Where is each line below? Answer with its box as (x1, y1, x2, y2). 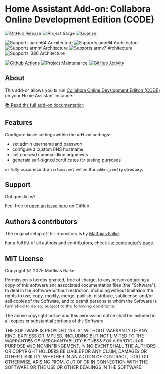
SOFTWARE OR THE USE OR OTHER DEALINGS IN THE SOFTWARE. (5, 364, 143, 370)
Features (5, 118, 33, 127)
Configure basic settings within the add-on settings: (5, 132, 110, 137)
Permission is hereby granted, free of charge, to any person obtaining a (5, 277, 150, 283)
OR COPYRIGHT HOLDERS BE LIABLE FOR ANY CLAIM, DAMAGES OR (5, 348, 147, 354)
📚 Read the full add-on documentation (5, 102, 84, 108)
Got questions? (5, 194, 36, 200)
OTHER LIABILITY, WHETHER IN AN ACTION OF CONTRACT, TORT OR (5, 354, 148, 359)
